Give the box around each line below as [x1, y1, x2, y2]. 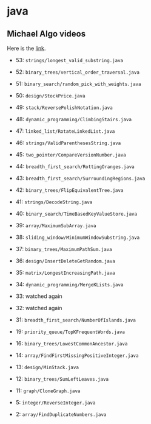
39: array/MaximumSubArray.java [15, 222, 96, 229]
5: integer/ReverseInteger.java [15, 399, 96, 406]
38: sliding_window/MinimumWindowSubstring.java [15, 233, 140, 241]
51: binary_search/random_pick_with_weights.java [15, 80, 141, 87]
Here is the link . [7, 44, 46, 52]
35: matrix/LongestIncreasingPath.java [15, 269, 115, 276]
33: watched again [15, 292, 62, 300]
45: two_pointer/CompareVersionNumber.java [15, 151, 126, 158]
